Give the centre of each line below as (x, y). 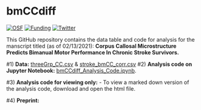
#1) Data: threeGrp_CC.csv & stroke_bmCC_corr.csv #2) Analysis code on (99, 64)
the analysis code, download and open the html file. (71, 88)
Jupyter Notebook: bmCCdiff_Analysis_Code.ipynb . (71, 70)
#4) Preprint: (23, 100)
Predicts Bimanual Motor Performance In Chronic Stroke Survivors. (93, 52)
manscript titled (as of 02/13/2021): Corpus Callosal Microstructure (91, 46)
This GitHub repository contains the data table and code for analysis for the (101, 39)
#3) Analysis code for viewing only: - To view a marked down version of (98, 82)
